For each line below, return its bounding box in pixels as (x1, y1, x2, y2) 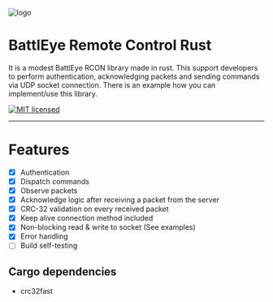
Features (8, 140, 70, 159)
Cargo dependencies (8, 265, 117, 278)
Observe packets (19, 186, 78, 195)
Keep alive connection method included (19, 214, 154, 223)
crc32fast (19, 287, 53, 296)
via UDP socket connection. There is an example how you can (8, 80, 216, 89)
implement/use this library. (8, 88, 97, 98)
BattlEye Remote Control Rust (8, 37, 212, 54)
